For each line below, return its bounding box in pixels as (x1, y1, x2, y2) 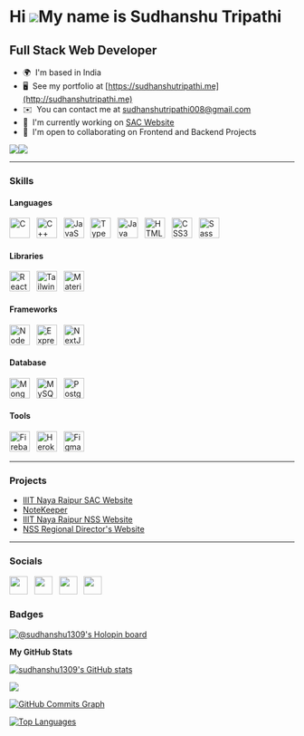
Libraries (9, 250, 43, 261)
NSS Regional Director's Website (22, 524, 145, 535)
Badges (9, 608, 43, 621)
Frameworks (9, 304, 58, 315)
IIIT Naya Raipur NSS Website (22, 514, 133, 525)
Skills (9, 174, 34, 187)
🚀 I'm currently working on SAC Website (22, 117, 175, 128)
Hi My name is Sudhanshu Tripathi (9, 6, 282, 27)
